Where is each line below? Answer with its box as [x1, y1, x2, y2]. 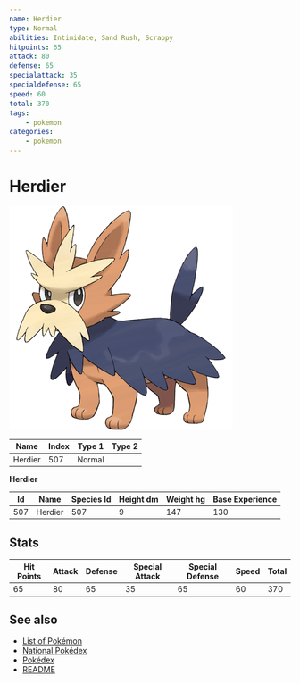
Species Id [71, 494, 112, 504]
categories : [9, 128, 54, 137]
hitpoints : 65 [9, 43, 62, 52]
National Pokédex [21, 646, 87, 656]
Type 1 [77, 441, 104, 452]
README [21, 664, 56, 675]
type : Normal [9, 23, 58, 33]
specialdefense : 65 [9, 80, 82, 89]
